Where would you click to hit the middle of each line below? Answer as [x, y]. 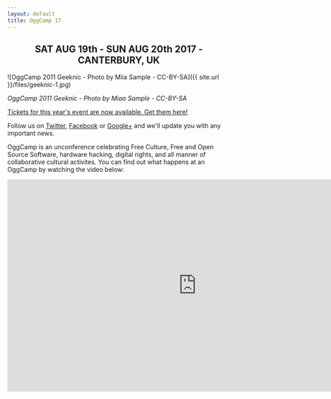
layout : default [31, 14]
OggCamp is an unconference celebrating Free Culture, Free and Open [111, 147]
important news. [31, 133]
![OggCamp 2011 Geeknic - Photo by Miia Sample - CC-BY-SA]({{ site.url [113, 77]
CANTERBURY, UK [119, 60]
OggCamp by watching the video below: [66, 170]
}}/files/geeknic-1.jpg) [39, 85]
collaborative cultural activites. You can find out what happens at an [106, 162]
